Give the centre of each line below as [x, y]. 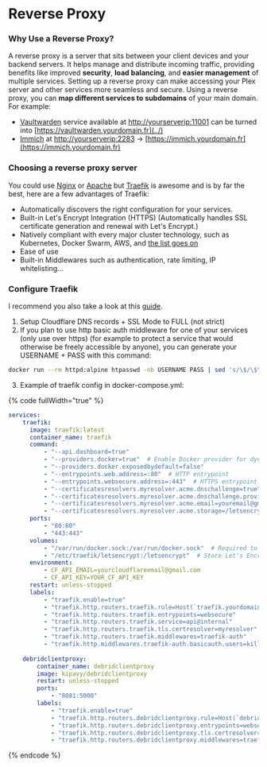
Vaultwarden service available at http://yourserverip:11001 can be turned [138, 122]
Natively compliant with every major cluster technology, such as [124, 234]
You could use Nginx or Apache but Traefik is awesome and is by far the [126, 185]
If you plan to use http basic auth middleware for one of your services [134, 330]
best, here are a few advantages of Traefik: [79, 194]
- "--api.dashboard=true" [86, 452]
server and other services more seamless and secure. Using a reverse [123, 90]
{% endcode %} [35, 755]
